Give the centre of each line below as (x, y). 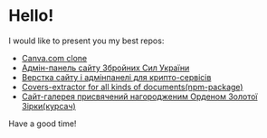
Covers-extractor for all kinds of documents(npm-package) (132, 87)
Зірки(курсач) (48, 106)
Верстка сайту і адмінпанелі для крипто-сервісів (116, 77)
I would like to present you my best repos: (86, 41)
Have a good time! (43, 124)
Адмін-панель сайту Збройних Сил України (105, 68)
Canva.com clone (54, 58)
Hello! (31, 16)
